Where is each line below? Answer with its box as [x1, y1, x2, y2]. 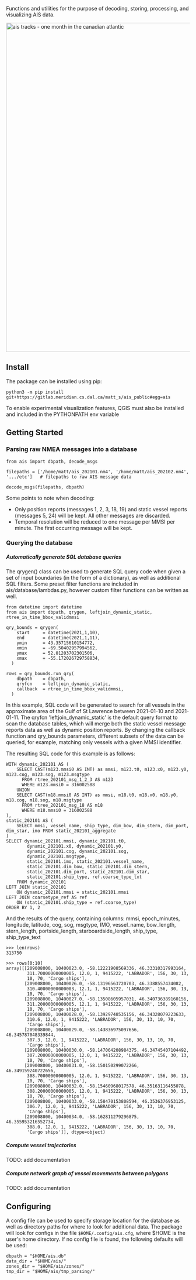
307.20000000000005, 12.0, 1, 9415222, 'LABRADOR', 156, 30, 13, [27, 1052, 190, 1058]
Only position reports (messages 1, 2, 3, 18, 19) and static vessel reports [14, 505, 187, 512]
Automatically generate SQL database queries [6, 553, 121, 560]
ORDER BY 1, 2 [6, 905, 41, 911]
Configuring [6, 1202, 51, 1212]
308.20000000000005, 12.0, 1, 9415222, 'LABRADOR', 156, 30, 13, [27, 1088, 190, 1095]
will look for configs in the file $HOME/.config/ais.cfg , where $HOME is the [6, 1230, 185, 1237]
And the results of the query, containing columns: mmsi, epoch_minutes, [6, 915, 180, 922]
